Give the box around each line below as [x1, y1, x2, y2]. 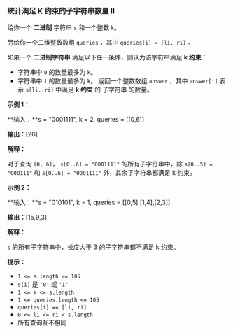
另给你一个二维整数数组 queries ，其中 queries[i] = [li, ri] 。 [7, 38, 195, 47]
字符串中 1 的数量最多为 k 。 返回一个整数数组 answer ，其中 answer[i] [17, 77, 218, 85]
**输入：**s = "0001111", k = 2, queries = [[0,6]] [7, 115, 145, 124]
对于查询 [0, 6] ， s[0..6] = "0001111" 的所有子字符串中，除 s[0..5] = [7, 160, 213, 169]
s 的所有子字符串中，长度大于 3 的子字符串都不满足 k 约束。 [7, 243, 180, 251]
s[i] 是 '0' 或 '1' [17, 280, 69, 288]
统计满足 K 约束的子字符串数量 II [7, 6, 115, 15]
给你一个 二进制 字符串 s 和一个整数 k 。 [7, 23, 121, 32]
